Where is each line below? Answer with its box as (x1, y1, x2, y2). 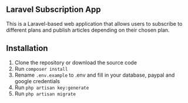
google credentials (14, 77, 61, 84)
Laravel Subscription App (6, 5, 101, 15)
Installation (6, 43, 48, 53)
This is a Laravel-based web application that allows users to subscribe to (6, 20, 183, 27)
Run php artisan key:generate (14, 84, 89, 91)
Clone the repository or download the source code (14, 59, 137, 66)
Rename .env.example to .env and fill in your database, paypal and (14, 71, 175, 78)
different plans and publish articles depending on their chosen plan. (6, 26, 170, 33)
